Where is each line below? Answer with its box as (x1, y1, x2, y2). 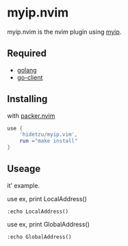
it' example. (7, 181, 40, 189)
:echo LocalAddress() (7, 208, 69, 215)
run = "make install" (19, 138, 78, 145)
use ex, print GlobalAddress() (7, 220, 90, 228)
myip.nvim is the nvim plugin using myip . (7, 28, 122, 36)
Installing (7, 93, 48, 105)
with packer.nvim (7, 112, 55, 120)
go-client (16, 73, 43, 81)
